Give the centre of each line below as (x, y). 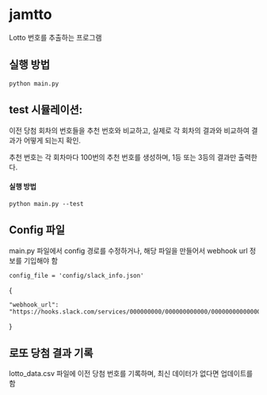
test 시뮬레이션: (46, 110)
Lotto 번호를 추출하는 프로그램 (55, 37)
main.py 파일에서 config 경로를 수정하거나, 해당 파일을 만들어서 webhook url (128, 250)
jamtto (31, 15)
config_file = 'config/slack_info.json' (77, 275)
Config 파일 (37, 230)
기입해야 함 (41, 260)
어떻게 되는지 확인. (52, 140)
